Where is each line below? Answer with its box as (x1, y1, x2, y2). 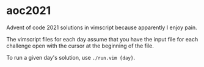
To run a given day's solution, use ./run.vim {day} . (6, 54, 136, 61)
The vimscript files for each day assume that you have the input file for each (6, 35, 199, 43)
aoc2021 (6, 4, 51, 18)
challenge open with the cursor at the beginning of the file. (6, 42, 154, 49)
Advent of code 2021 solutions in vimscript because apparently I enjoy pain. (6, 24, 197, 31)
